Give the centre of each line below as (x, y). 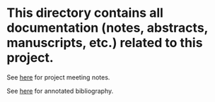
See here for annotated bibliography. (60, 91)
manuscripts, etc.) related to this (105, 43)
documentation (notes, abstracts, (107, 28)
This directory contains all (85, 13)
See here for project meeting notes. (58, 77)
